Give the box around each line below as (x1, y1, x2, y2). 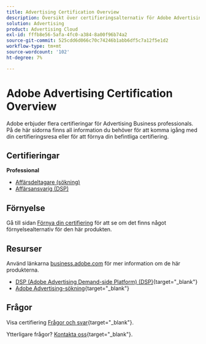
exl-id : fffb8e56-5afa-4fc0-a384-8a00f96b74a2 (6, 32, 128, 38)
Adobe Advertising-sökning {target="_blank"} (15, 285, 130, 292)
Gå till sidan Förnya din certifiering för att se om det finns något (6, 219, 167, 227)
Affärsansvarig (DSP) (15, 185, 69, 193)
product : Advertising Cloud (6, 26, 78, 32)
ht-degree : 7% (6, 55, 43, 61)
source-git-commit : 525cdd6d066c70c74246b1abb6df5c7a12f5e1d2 (6, 37, 169, 44)
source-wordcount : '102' (6, 49, 70, 55)
